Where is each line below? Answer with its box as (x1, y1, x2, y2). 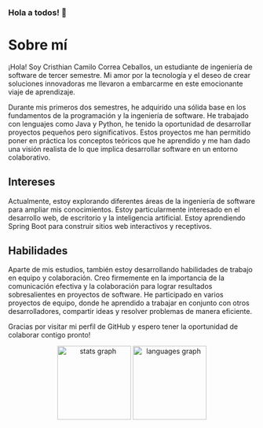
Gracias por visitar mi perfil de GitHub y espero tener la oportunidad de (8, 322, 239, 331)
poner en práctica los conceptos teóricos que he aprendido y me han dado (8, 135, 250, 145)
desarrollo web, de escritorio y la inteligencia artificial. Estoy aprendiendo (8, 212, 246, 223)
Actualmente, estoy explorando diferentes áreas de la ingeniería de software (8, 196, 255, 205)
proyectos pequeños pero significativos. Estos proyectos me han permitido (8, 127, 251, 137)
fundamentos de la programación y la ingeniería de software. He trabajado (8, 110, 249, 120)
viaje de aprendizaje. (8, 87, 76, 97)
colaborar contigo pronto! (8, 330, 91, 340)
